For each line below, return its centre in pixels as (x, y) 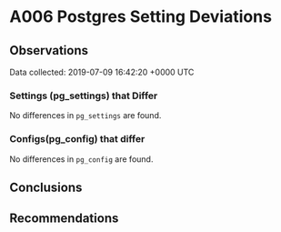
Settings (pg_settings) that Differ (84, 96)
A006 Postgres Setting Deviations (141, 17)
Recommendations (64, 219)
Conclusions (46, 187)
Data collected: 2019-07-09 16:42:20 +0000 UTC (102, 72)
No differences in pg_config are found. (81, 159)
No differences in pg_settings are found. (85, 116)
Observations (49, 50)
